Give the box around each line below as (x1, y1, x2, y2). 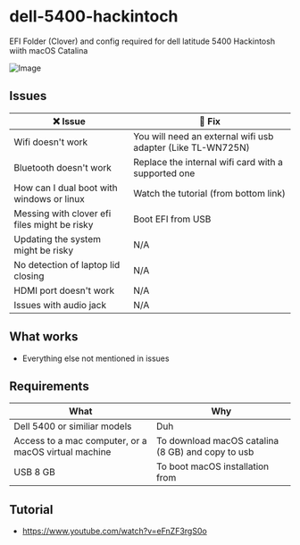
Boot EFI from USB (133, 213, 212, 225)
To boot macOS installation (155, 460, 270, 473)
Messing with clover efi (13, 207, 112, 220)
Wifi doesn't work (13, 136, 88, 148)
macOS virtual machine (13, 446, 112, 458)
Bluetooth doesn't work (13, 161, 112, 173)
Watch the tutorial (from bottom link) (133, 187, 286, 199)
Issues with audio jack (13, 298, 107, 311)
